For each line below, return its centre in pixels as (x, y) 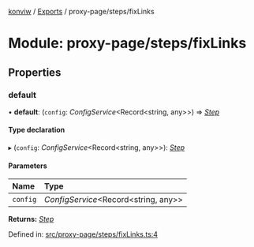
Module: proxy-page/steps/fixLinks (127, 43)
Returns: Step (31, 219)
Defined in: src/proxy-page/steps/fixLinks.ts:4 (83, 234)
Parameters (28, 166)
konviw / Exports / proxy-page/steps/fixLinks (82, 11)
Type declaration (37, 130)
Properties (35, 72)
